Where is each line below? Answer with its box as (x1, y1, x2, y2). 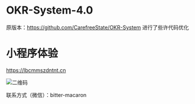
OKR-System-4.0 (6, 4, 93, 17)
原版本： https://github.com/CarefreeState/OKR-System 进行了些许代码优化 (6, 24, 189, 31)
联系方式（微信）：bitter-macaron (6, 91, 87, 98)
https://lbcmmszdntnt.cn (6, 66, 66, 74)
